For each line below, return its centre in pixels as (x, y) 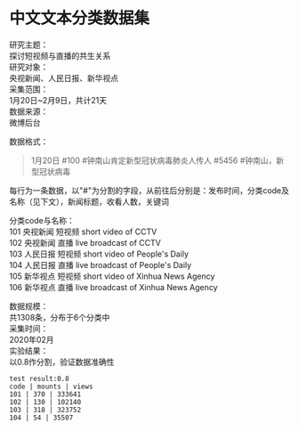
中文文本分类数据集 (80, 18)
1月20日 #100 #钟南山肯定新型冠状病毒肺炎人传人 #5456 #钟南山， (153, 160)
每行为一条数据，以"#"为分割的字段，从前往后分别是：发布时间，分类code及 (149, 190)
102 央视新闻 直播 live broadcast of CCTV (85, 242)
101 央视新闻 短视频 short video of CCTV (83, 232)
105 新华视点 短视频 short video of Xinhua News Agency (112, 276)
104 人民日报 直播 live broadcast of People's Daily (101, 264)
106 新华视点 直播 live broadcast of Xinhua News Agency (113, 287)
